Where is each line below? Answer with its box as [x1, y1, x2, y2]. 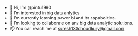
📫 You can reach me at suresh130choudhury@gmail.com [9, 26, 125, 31]
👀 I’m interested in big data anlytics [9, 10, 80, 16]
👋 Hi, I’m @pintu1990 [9, 5, 52, 10]
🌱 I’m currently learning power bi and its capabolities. [9, 15, 116, 20]
